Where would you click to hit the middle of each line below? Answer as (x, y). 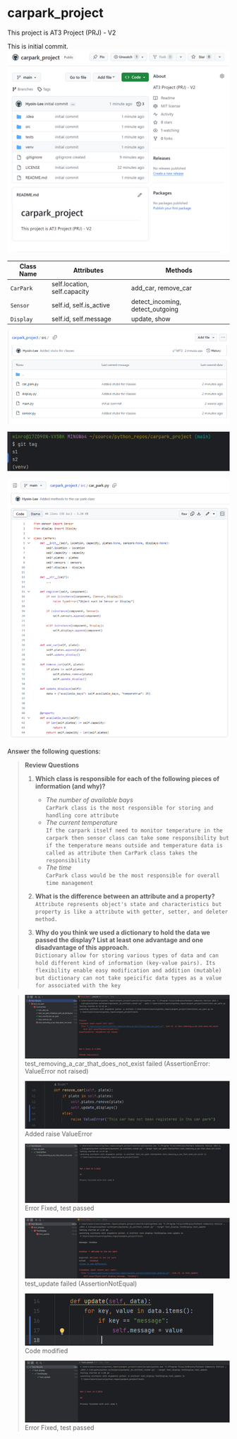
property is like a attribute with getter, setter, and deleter (132, 912)
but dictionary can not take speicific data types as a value (128, 978)
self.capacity (71, 292)
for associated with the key (78, 986)
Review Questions (52, 765)
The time (59, 868)
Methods (179, 270)
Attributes (88, 270)
